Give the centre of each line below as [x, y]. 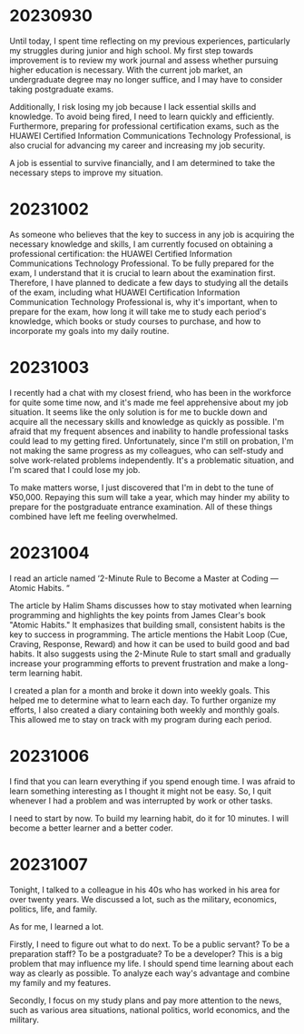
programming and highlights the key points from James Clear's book [137, 615]
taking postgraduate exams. [62, 89]
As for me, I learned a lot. [57, 926]
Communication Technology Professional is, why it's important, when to [144, 301]
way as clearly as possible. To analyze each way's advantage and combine [150, 973]
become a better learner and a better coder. [92, 828]
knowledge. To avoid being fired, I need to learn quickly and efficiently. [142, 116]
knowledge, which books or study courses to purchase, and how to [135, 321]
